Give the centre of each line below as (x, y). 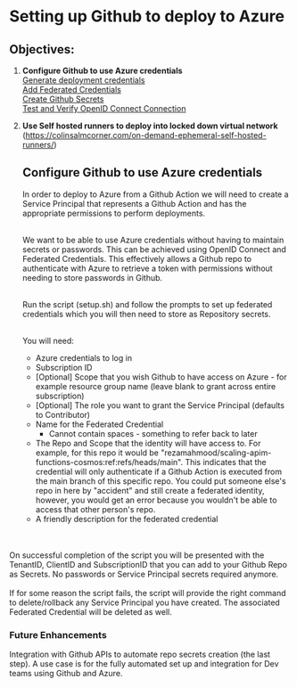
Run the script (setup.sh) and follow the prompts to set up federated (147, 304)
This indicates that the (226, 462)
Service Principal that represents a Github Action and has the (134, 203)
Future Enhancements (58, 634)
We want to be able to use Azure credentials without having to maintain (153, 240)
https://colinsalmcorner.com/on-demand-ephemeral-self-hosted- (146, 135)
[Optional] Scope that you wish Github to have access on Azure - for (161, 377)
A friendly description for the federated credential (127, 519)
